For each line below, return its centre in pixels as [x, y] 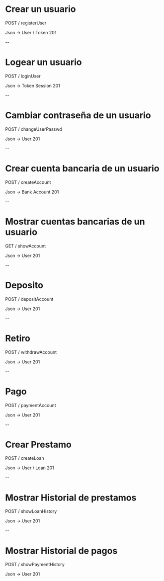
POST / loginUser [23, 76]
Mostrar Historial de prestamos [71, 498]
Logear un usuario [43, 62]
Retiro [18, 338]
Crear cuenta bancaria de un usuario [82, 168]
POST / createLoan [25, 458]
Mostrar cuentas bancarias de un [75, 221]
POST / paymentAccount [31, 405]
